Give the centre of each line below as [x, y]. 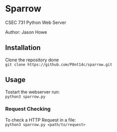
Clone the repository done [32, 60]
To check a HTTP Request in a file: [41, 120]
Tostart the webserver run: [32, 92]
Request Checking [28, 109]
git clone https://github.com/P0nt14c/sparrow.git [59, 65]
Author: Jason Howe [26, 32]
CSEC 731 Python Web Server [36, 22]
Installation [23, 48]
